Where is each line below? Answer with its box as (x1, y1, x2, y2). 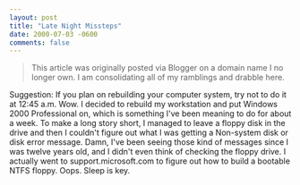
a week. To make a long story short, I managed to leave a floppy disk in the (9, 118, 286, 129)
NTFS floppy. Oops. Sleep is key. (9, 165, 131, 176)
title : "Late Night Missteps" (9, 21, 123, 30)
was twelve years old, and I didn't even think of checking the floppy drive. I (9, 147, 287, 157)
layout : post (9, 13, 58, 22)
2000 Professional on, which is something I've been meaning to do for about (9, 108, 292, 119)
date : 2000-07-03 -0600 (9, 29, 99, 38)
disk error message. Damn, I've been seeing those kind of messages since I (9, 137, 289, 147)
